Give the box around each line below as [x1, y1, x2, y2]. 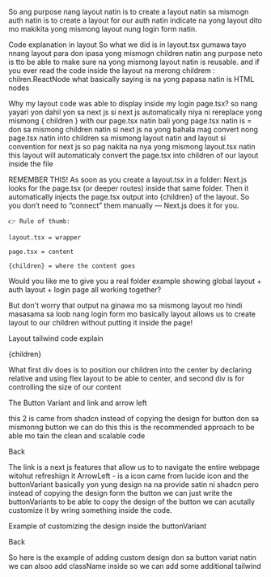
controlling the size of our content [8, 382, 121, 392]
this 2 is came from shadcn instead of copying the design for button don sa [8, 414, 260, 423]
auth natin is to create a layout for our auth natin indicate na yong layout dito [8, 15, 263, 25]
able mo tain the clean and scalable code [8, 431, 146, 441]
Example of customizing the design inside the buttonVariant [8, 521, 207, 531]
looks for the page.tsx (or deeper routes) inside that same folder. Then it [8, 183, 249, 193]
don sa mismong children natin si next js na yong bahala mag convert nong [8, 125, 259, 134]
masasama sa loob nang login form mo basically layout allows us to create [8, 309, 256, 319]
